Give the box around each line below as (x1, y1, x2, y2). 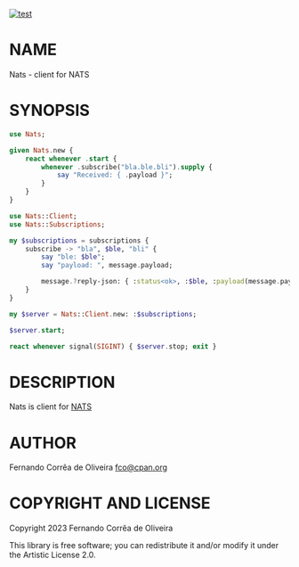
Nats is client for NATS (9, 401, 93, 412)
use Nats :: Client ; (9, 211, 77, 220)
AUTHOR (9, 432, 77, 453)
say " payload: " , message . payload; (41, 261, 174, 270)
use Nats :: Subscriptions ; (9, 219, 105, 229)
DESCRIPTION (9, 372, 116, 392)
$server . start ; (9, 325, 66, 334)
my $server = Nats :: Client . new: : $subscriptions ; (9, 309, 198, 318)
